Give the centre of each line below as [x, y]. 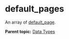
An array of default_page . [30, 22]
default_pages [34, 9]
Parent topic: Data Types [30, 31]
